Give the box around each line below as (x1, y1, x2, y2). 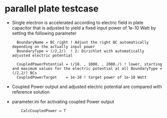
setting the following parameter (11, 30, 77, 36)
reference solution (11, 88, 50, 95)
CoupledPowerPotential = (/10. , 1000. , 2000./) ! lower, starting (16, 61, 162, 66)
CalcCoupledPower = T (21, 108, 66, 113)
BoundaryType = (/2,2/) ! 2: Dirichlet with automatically (16, 48, 144, 53)
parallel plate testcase (4, 3, 99, 14)
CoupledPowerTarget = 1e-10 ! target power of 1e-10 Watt (16, 74, 147, 80)
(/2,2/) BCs (11, 70, 37, 75)
